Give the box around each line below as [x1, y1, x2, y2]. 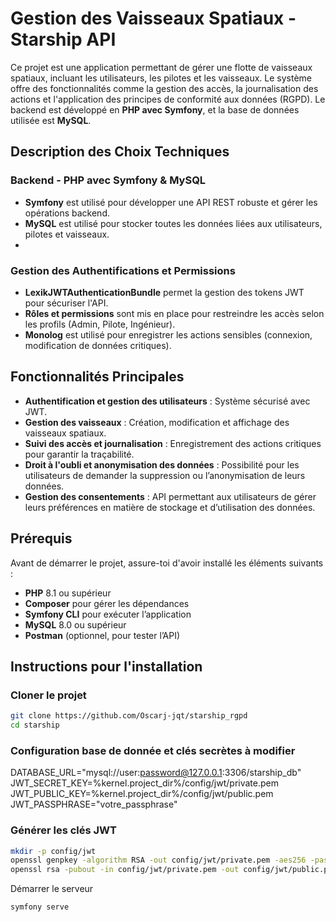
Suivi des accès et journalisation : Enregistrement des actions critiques [24, 437, 322, 449]
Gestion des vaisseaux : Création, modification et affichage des [24, 416, 290, 428]
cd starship [10, 720, 60, 731]
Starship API [10, 28, 117, 51]
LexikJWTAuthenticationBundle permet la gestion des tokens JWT [24, 286, 305, 298]
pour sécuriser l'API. [24, 297, 109, 309]
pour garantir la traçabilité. [24, 448, 135, 460]
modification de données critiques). [24, 339, 172, 351]
